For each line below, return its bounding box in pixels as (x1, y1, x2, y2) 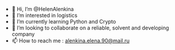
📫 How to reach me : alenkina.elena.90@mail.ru (11, 37, 130, 44)
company (11, 31, 35, 38)
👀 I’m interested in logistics (11, 12, 78, 19)
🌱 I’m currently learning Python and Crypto (11, 18, 116, 25)
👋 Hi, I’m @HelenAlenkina (11, 6, 74, 12)
